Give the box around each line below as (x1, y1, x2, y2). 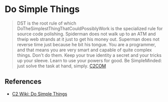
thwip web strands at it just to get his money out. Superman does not (17, 36, 160, 42)
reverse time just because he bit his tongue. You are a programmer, (17, 41, 156, 47)
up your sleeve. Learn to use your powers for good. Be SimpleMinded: (17, 57, 162, 63)
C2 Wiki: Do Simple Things (12, 90, 67, 96)
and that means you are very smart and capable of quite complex (17, 47, 152, 53)
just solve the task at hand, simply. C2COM (17, 63, 106, 69)
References (5, 77, 42, 86)
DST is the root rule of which (17, 20, 76, 26)
